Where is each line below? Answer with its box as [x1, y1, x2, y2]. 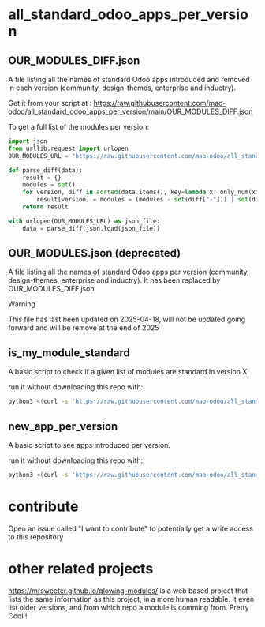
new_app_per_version [8, 419, 118, 433]
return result [22, 203, 69, 211]
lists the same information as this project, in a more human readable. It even [8, 594, 255, 603]
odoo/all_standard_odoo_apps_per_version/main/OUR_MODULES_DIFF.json [8, 107, 253, 116]
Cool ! [8, 610, 28, 621]
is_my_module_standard [8, 346, 130, 359]
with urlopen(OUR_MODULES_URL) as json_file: [8, 217, 160, 225]
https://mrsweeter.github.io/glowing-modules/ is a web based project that [8, 586, 248, 595]
